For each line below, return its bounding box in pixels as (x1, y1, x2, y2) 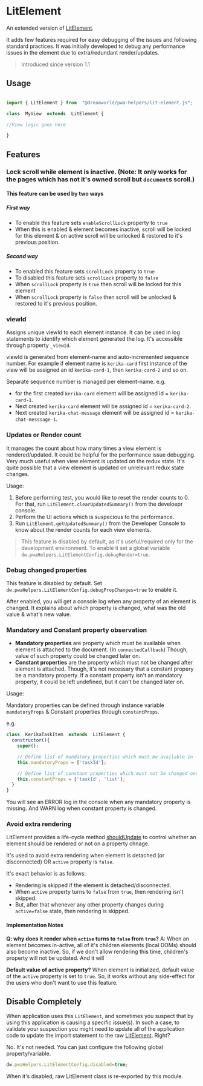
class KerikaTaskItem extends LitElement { (6, 732, 126, 738)
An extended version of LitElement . (6, 24, 94, 32)
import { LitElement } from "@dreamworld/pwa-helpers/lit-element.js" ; (6, 99, 193, 106)
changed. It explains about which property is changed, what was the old (6, 604, 186, 611)
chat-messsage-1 (14, 417, 56, 423)
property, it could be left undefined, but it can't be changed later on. (14, 678, 185, 686)
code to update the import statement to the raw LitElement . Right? (6, 1032, 170, 1039)
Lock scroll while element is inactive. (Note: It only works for (6, 167, 187, 176)
